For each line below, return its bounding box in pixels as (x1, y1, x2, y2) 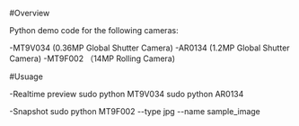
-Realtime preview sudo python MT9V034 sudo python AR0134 (9, 89, 244, 99)
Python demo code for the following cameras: (9, 25, 179, 35)
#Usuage (9, 71, 43, 82)
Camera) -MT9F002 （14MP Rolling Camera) (9, 53, 176, 64)
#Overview (9, 8, 50, 18)
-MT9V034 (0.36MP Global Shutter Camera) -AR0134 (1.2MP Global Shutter (9, 42, 290, 53)
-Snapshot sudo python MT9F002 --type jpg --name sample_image (9, 106, 260, 116)
